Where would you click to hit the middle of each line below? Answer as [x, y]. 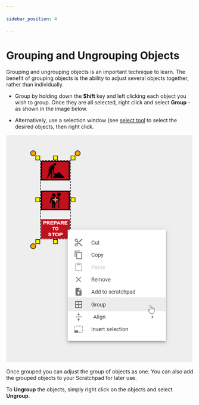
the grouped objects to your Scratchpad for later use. [71, 378]
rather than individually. [35, 85]
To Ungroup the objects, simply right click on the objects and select [89, 389]
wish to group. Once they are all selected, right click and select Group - [102, 103]
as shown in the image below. [51, 109]
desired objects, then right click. [54, 127]
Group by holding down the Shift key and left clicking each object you [100, 96]
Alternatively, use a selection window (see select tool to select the [96, 120]
